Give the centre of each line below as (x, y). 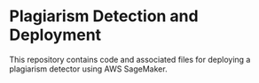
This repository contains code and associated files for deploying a (130, 59)
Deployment (55, 35)
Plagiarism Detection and (104, 16)
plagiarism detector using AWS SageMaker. (88, 69)
